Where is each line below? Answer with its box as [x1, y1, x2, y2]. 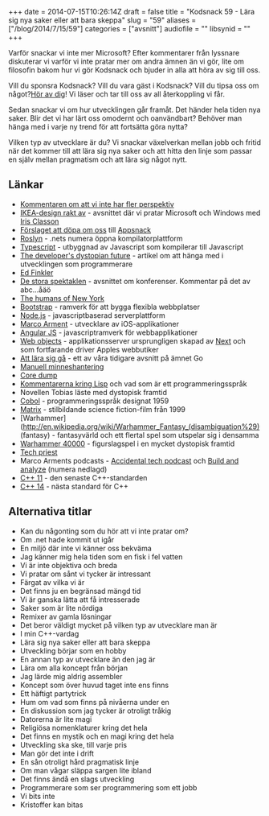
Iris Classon [19, 216, 59, 226]
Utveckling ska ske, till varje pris [19, 740, 127, 749]
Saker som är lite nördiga [19, 603, 103, 612]
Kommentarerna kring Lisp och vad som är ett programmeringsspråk [19, 378, 247, 389]
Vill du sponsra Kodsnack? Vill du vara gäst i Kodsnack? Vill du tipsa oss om [8, 80, 259, 90]
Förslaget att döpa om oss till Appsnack [19, 225, 151, 234]
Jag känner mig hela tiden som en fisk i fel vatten [19, 551, 183, 562]
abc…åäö [19, 285, 51, 295]
